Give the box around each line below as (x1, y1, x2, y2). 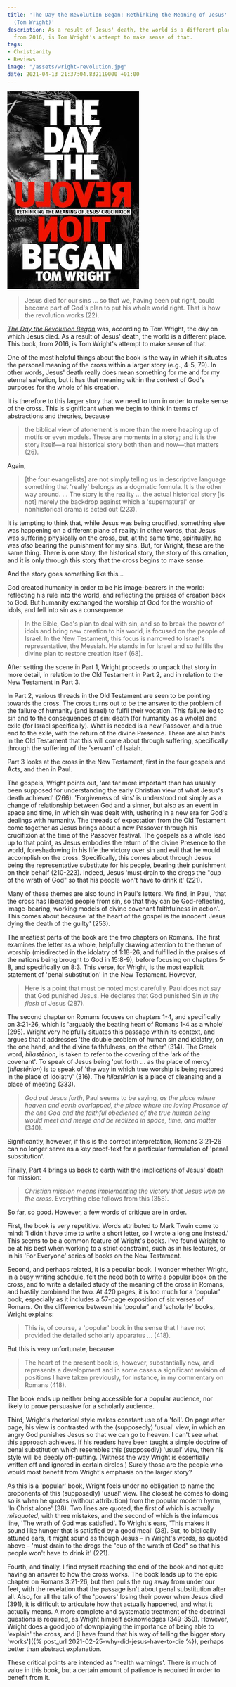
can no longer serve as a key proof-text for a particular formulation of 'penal (7, 1144, 228, 1153)
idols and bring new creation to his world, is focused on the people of (24, 626, 226, 635)
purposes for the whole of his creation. (7, 383, 120, 391)
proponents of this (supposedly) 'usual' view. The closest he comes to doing (7, 1489, 229, 1497)
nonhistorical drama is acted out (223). (24, 505, 138, 513)
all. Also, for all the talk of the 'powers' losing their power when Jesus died (7, 1592, 223, 1600)
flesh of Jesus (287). (24, 999, 86, 1007)
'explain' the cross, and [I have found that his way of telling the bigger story (7, 1629, 226, 1638)
